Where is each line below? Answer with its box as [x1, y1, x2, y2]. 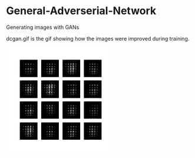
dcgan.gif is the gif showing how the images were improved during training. [6, 35, 190, 42]
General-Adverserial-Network [6, 4, 157, 18]
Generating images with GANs [6, 24, 80, 31]
